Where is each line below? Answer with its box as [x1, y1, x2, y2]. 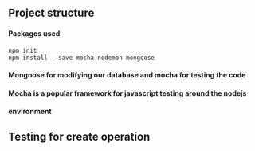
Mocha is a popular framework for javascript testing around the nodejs [8, 88, 247, 98]
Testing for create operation [8, 129, 151, 143]
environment [8, 107, 52, 117]
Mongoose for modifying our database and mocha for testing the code [8, 70, 246, 80]
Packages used [8, 28, 61, 38]
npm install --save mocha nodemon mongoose [8, 54, 155, 62]
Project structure [8, 6, 95, 20]
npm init [8, 46, 37, 54]
